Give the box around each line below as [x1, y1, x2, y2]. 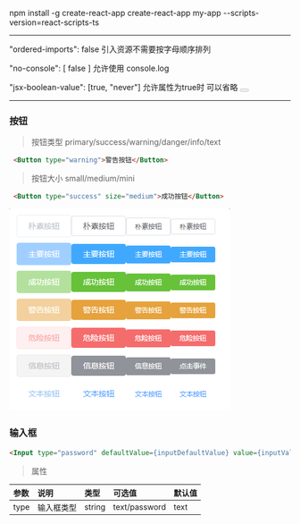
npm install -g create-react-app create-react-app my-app [9, 8, 221, 18]
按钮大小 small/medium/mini [30, 173, 136, 184]
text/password [112, 502, 167, 512]
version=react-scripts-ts [9, 17, 100, 28]
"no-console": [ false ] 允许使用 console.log [9, 63, 170, 73]
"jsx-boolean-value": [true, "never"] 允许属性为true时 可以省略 [9, 82, 238, 92]
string [84, 502, 106, 512]
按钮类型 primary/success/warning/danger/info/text [30, 137, 221, 148]
